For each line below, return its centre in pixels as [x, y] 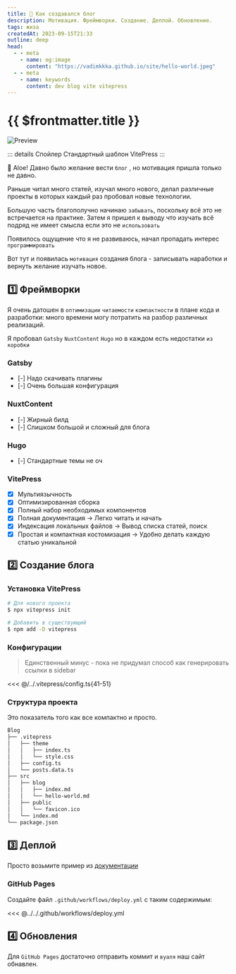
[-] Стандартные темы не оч [60, 460]
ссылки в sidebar [50, 671]
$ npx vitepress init [39, 610]
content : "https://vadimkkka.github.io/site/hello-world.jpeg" [121, 66]
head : [15, 47]
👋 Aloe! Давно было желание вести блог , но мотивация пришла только [114, 168]
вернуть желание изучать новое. [57, 266]
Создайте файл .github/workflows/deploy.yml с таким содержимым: [110, 899]
